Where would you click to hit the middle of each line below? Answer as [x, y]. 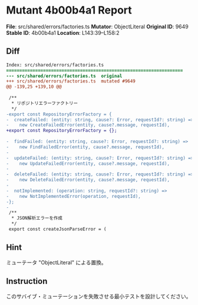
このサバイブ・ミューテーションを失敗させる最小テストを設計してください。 [99, 296]
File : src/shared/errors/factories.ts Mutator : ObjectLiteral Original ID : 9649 [97, 26]
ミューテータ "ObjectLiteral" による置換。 [57, 262]
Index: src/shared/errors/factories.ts [55, 65]
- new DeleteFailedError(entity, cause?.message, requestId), [88, 180]
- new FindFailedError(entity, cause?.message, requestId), [85, 147]
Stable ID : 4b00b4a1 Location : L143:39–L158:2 [63, 32]
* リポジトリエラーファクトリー [45, 103]
